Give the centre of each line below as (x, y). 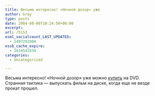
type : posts (17, 19)
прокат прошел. (22, 88)
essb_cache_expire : (25, 46)
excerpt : (14, 28)
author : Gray (18, 14)
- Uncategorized (26, 60)
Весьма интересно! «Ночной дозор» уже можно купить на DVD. (73, 78)
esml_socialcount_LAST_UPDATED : (38, 37)
